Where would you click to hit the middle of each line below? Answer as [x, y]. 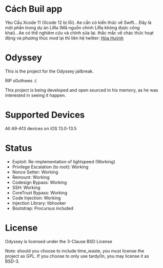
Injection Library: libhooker [39, 203]
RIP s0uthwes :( [21, 80]
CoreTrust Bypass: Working [40, 192]
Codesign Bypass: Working [39, 182]
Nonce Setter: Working [35, 172]
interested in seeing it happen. [36, 95]
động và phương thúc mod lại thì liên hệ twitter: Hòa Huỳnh [64, 38]
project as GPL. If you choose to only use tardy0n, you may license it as [77, 256]
